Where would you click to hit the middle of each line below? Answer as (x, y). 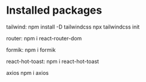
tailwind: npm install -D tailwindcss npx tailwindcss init (73, 27)
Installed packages (54, 10)
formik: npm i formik (31, 50)
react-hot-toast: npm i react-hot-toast (53, 61)
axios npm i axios (27, 72)
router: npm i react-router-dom (44, 38)
